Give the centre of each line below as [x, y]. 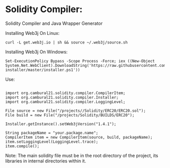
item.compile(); [22, 146]
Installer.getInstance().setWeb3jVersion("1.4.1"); [61, 124]
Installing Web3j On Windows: [36, 52]
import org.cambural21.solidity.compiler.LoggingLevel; [65, 102]
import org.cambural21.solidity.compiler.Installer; [62, 97]
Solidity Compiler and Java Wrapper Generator [54, 23]
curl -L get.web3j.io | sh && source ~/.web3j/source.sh [67, 42]
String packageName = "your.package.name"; [52, 133]
